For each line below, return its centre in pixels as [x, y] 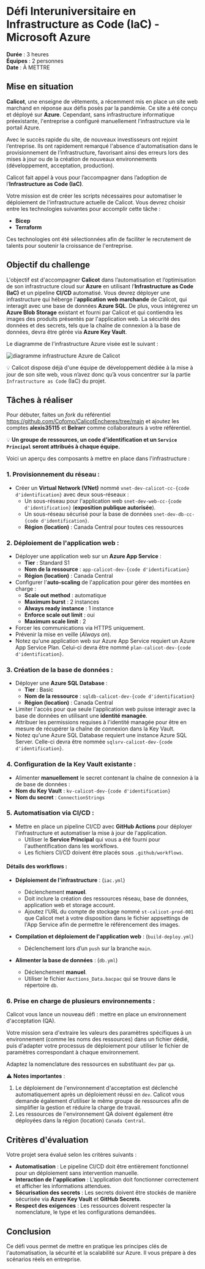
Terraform [28, 227]
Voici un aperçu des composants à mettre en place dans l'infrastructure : [98, 459]
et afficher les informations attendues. [63, 1186]
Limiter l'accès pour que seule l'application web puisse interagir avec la [105, 709]
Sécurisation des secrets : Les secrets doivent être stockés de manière [106, 1193]
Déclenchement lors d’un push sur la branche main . [88, 948]
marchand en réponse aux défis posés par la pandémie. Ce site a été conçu [102, 108]
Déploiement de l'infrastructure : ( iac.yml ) [70, 880]
